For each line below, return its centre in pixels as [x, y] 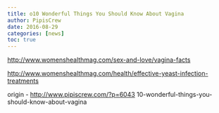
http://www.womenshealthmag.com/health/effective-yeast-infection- [108, 74]
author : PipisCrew [34, 20]
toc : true [22, 40]
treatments [23, 81]
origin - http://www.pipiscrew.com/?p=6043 [71, 95]
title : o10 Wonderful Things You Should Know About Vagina [96, 14]
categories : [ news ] [36, 33]
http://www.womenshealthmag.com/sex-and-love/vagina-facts [99, 60]
